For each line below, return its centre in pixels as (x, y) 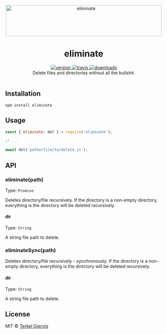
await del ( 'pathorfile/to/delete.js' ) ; (47, 150)
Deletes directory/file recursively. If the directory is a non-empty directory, (82, 200)
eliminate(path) (24, 180)
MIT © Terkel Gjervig (27, 326)
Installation (23, 94)
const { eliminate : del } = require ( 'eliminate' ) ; (59, 132)
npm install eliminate (29, 105)
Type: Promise (19, 190)
